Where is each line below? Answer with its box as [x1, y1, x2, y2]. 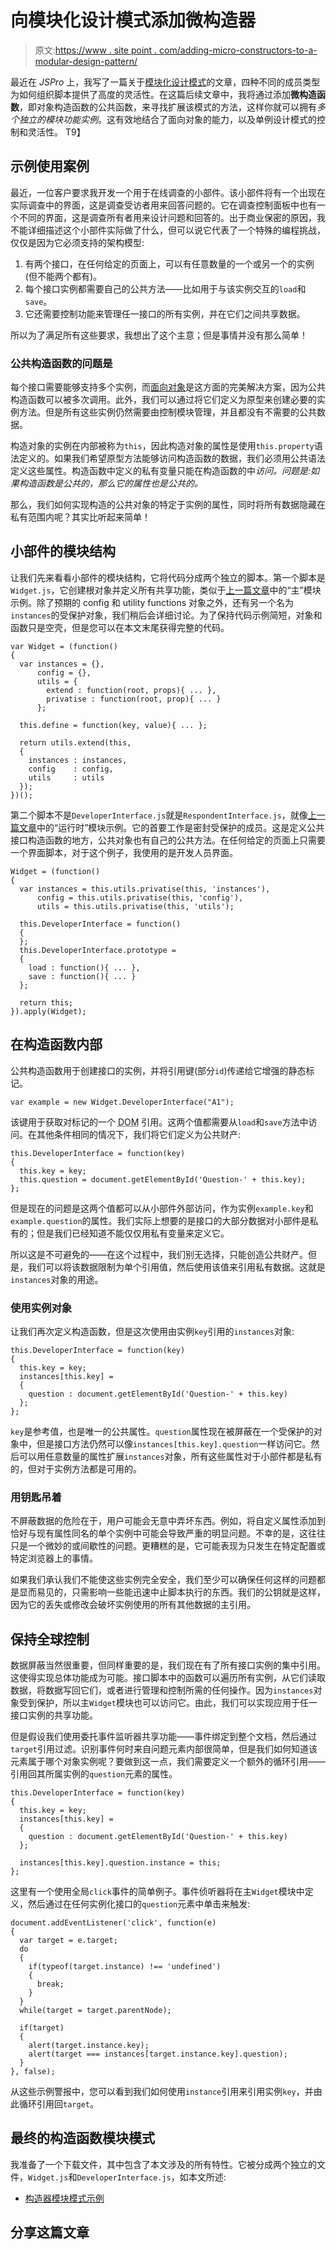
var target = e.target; [19, 1936, 118, 1946]
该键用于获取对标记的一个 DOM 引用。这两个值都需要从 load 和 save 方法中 [10, 1116, 309, 1128]
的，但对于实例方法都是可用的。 [10, 1462, 142, 1475]
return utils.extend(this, [19, 737, 132, 748]
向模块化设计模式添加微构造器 [10, 9, 257, 32]
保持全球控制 [10, 1631, 90, 1648]
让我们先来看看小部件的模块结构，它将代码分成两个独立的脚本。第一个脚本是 [10, 571, 326, 583]
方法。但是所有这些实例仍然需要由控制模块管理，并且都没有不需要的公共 [18, 406, 317, 418]
